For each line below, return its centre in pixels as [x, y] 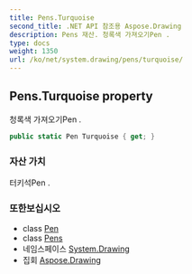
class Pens [42, 238]
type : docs [30, 43]
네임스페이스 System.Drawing [76, 249]
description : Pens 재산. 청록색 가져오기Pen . [90, 34]
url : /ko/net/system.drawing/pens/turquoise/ [96, 60]
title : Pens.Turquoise [52, 18]
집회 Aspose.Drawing [62, 260]
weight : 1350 [34, 52]
